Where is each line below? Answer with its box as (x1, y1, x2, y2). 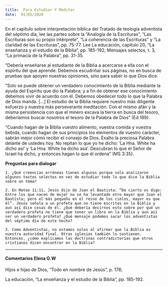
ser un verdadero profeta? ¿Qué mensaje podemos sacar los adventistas (5, 214, 157, 219)
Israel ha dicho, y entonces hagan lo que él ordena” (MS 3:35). (5, 151, 134, 157)
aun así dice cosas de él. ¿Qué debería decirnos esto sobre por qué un (5, 205, 160, 210)
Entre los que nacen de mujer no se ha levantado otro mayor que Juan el (5, 192, 162, 197)
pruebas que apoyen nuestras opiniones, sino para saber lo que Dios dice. (5, 73, 158, 79)
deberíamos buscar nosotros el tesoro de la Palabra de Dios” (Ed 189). (5, 114, 150, 120)
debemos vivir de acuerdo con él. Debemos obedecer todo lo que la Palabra (5, 93, 162, 99)
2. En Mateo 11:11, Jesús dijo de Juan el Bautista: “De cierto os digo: (5, 187, 162, 193)
